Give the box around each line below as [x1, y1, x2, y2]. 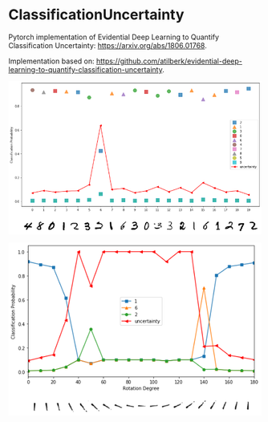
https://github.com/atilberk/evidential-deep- [95, 56, 243, 66]
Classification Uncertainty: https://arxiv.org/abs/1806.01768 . [8, 40, 207, 50]
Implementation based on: [8, 56, 95, 66]
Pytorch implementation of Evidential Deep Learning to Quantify [8, 32, 219, 42]
